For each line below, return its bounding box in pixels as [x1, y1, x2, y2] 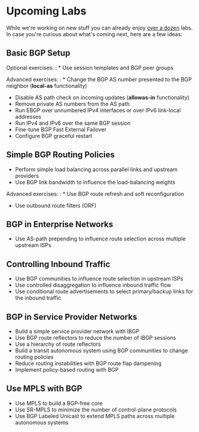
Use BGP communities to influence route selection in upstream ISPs [14, 275, 184, 283]
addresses [14, 113, 42, 120]
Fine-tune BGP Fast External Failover [14, 125, 107, 133]
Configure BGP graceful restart [14, 132, 92, 139]
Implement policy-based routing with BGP [14, 366, 119, 373]
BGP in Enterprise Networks [6, 219, 113, 230]
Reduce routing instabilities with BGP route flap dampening [14, 360, 162, 367]
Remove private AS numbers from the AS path [14, 100, 130, 107]
